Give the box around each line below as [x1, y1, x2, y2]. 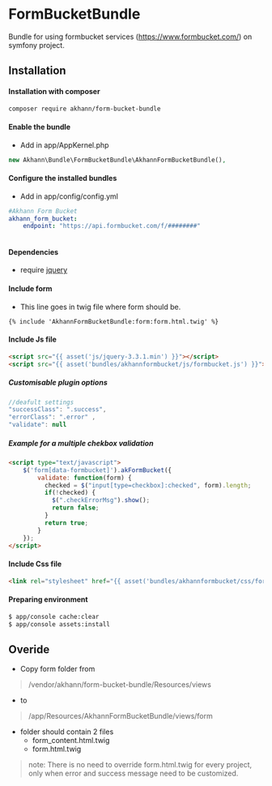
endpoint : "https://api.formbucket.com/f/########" [23, 222, 201, 230]
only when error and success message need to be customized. [28, 768, 239, 779]
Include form [8, 283, 53, 293]
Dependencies [8, 247, 59, 256]
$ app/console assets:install [8, 620, 111, 629]
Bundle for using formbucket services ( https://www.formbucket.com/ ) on [8, 32, 253, 41]
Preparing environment [8, 595, 88, 604]
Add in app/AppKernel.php [19, 140, 109, 150]
